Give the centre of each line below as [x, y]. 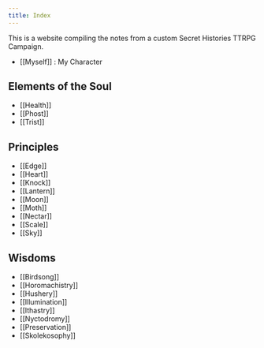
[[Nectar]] [36, 216]
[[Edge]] [33, 166]
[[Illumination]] [43, 302]
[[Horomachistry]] [49, 286]
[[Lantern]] [37, 191]
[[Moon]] [34, 200]
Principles [33, 147]
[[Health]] [35, 105]
